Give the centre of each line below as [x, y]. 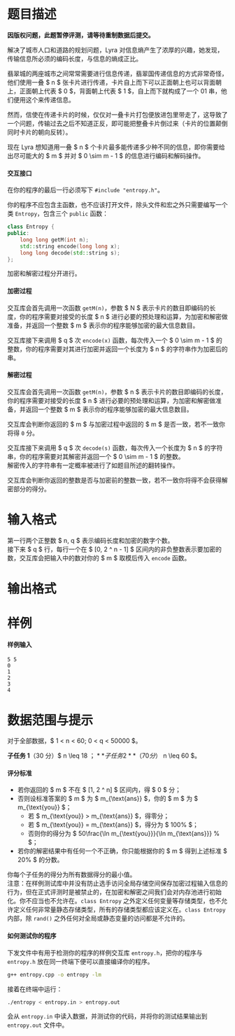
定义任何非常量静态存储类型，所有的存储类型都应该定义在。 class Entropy [119, 909]
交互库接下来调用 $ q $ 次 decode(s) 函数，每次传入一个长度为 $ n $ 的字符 [115, 448]
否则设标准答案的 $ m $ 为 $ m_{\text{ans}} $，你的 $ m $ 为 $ [108, 799]
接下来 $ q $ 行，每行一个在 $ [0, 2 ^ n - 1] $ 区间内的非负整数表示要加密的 [114, 549]
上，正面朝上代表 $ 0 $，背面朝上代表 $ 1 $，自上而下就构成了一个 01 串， [114, 91]
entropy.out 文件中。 [38, 1025]
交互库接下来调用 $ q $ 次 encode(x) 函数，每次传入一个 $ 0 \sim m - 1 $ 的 [115, 340]
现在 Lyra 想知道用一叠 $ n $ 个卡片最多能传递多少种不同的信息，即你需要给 [116, 147]
